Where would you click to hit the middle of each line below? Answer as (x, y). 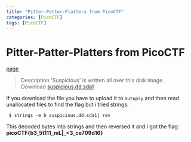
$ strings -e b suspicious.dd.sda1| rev (60, 116)
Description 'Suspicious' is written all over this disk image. (92, 81)
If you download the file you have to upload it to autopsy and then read (93, 98)
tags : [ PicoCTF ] (26, 23)
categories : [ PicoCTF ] (34, 17)
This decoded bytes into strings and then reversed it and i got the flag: (93, 126)
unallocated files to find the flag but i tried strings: (67, 104)
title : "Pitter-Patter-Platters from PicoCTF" (65, 12)
